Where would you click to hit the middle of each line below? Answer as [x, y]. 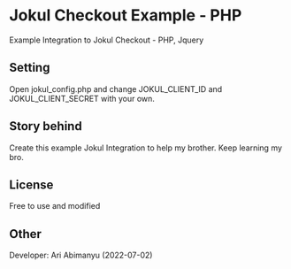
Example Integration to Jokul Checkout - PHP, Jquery [107, 40]
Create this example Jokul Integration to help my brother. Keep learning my [146, 148]
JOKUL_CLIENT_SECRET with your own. [82, 98]
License [31, 184]
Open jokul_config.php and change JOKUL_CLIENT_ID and [116, 88]
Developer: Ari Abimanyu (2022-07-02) [81, 255]
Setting [30, 68]
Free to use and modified [55, 206]
